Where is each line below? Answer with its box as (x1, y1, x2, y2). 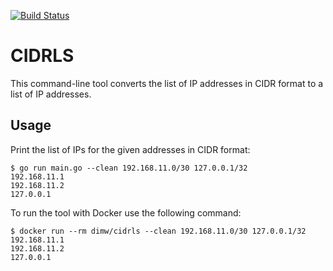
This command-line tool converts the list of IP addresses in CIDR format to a (10, 77, 324, 89)
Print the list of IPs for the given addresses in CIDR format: (10, 143, 251, 155)
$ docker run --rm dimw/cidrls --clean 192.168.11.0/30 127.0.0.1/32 (10, 226, 307, 236)
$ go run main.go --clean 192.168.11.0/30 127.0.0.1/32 (10, 163, 248, 173)
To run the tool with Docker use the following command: (10, 206, 242, 219)
